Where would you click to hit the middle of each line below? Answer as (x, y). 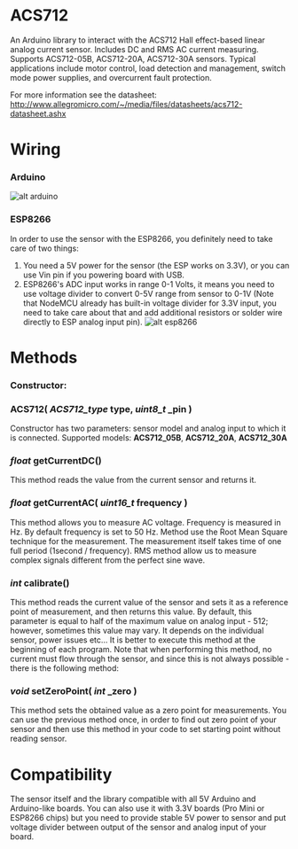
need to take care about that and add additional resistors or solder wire (153, 312)
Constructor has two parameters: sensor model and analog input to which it (148, 428)
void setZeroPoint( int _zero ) (74, 690)
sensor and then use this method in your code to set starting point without (145, 729)
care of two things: (44, 248)
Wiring (35, 149)
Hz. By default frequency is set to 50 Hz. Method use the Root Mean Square (149, 532)
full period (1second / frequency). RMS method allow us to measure (133, 550)
